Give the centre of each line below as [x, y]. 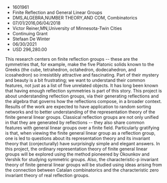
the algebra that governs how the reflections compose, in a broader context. [83, 101]
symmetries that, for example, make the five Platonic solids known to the [80, 64]
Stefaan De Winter [31, 39]
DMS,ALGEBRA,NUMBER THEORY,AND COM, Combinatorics [75, 18]
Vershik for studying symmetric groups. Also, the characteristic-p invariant [82, 159]
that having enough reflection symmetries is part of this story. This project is [83, 91]
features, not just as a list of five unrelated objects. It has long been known [82, 86]
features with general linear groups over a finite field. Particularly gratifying [82, 128]
